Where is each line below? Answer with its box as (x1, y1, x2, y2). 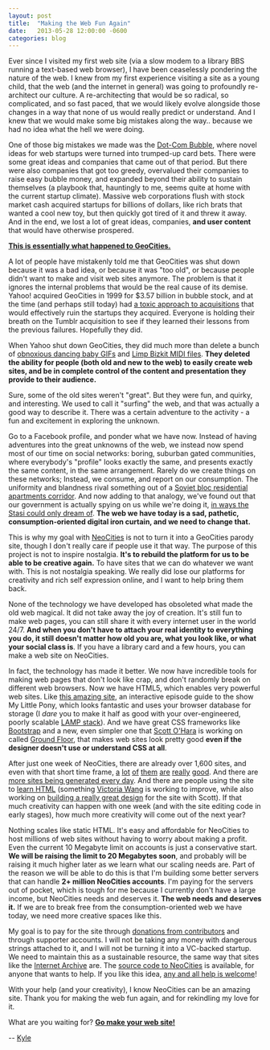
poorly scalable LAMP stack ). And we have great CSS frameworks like (8, 717, 241, 728)
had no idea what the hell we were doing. (8, 125, 145, 134)
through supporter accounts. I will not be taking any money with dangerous (8, 935, 257, 945)
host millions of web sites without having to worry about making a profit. (8, 834, 247, 844)
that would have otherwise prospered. (8, 226, 134, 236)
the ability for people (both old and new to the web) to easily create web (8, 358, 253, 367)
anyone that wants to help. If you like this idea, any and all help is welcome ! (8, 970, 257, 979)
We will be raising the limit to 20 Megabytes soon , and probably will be (8, 851, 247, 861)
